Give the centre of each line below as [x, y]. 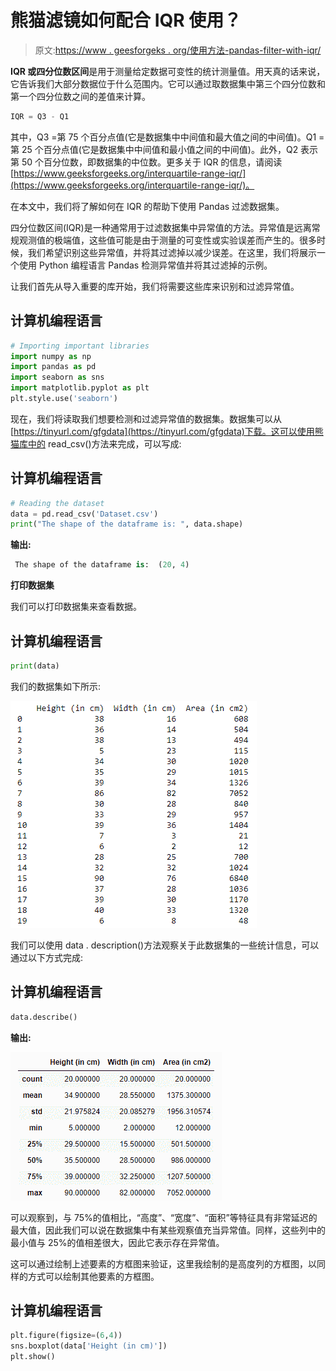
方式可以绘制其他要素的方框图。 [93, 1276]
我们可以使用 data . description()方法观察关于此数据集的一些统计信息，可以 [165, 945]
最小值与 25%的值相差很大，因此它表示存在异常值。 [117, 1242]
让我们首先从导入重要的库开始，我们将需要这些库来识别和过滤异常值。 [155, 286]
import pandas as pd [53, 367]
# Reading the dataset [57, 503]
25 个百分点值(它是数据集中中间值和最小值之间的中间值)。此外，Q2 [160, 149]
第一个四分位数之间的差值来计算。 [80, 96]
